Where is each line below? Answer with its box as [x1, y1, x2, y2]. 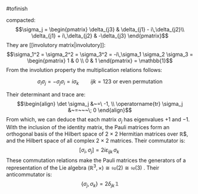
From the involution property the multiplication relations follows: [6, 67, 162, 73]
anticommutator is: [6, 171, 52, 178]
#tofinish [6, 5, 28, 12]
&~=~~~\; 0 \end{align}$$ [67, 107, 133, 114]
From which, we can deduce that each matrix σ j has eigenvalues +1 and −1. [6, 115, 190, 124]
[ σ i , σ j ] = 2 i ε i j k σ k [79, 146, 120, 155]
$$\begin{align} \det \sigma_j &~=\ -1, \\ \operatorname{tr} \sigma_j [17, 100, 183, 107]
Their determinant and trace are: [6, 90, 86, 98]
